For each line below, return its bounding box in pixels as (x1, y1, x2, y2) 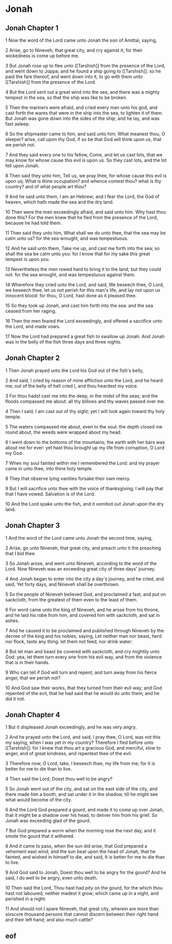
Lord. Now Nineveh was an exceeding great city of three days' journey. (5, 565, 156, 572)
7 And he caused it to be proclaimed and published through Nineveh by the (5, 627, 164, 633)
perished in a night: (5, 896, 46, 902)
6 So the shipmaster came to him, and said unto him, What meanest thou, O (5, 131, 165, 137)
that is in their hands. (5, 659, 50, 665)
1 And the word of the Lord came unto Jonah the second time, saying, (5, 535, 153, 541)
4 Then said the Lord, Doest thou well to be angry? (5, 776, 113, 782)
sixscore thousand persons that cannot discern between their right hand (5, 911, 159, 917)
